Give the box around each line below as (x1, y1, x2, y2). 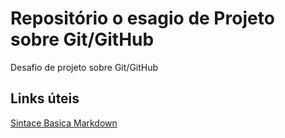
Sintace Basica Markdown (10, 117, 118, 129)
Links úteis (10, 90, 80, 107)
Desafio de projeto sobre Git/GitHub (10, 61, 159, 73)
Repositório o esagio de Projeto (10, 7, 275, 30)
